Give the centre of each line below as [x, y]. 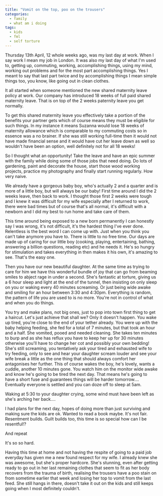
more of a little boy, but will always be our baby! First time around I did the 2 [81, 191]
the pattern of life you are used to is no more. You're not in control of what [79, 298]
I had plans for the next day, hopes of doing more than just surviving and [78, 408]
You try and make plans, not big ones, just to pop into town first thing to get [80, 312]
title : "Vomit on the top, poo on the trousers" [55, 9]
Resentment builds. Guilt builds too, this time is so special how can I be [76, 419]
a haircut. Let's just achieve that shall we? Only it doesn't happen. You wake [81, 317]
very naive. [16, 176]
